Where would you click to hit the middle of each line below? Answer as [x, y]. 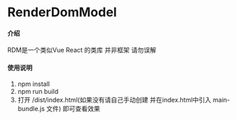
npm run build [38, 91]
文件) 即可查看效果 [73, 108]
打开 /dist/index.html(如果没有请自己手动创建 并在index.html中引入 [114, 100]
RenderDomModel [62, 12]
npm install [34, 84]
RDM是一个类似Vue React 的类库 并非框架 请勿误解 [82, 50]
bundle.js [31, 108]
